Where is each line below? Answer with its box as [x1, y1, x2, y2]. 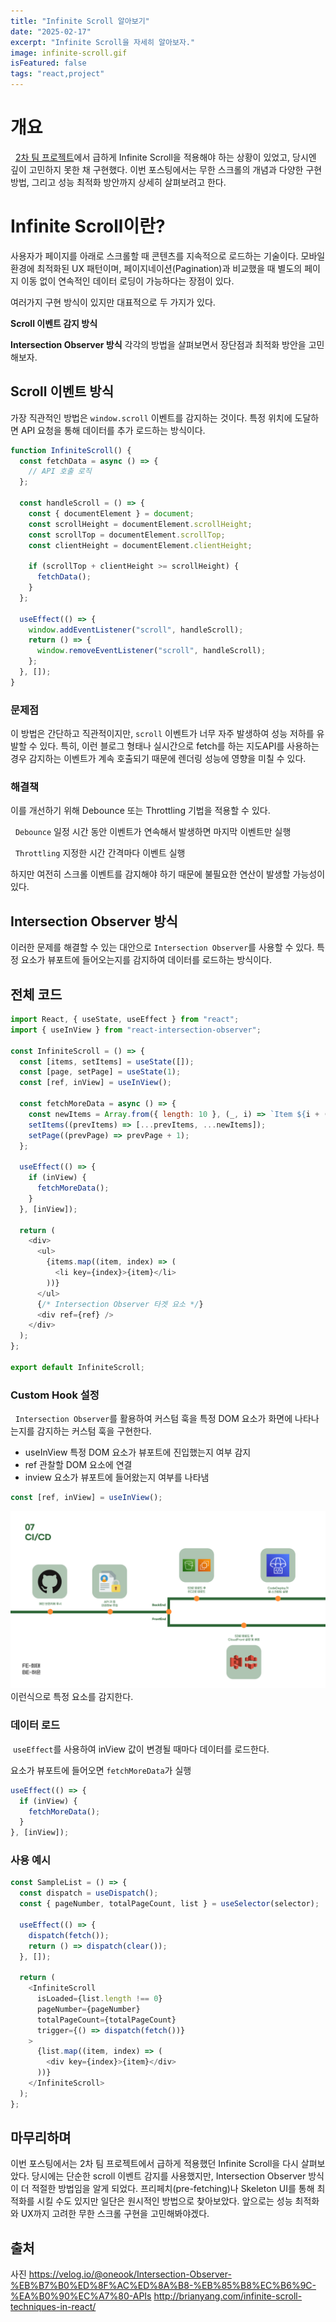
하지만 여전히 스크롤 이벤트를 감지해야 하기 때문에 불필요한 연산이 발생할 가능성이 [10, 868, 326, 880]
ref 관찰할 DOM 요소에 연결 [24, 1459, 133, 1471]
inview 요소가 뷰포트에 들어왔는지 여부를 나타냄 [24, 1471, 210, 1484]
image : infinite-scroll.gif [10, 48, 128, 58]
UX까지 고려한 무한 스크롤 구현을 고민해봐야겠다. [20, 2208, 210, 2220]
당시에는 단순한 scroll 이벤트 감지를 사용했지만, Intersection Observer [31, 2170, 307, 2182]
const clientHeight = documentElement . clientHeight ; [28, 540, 253, 550]
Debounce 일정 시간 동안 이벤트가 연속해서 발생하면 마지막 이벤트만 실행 [14, 826, 292, 838]
